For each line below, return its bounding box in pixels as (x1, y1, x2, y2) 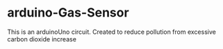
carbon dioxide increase (7, 35, 76, 43)
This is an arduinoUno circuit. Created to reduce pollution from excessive (7, 28, 217, 36)
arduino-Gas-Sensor (7, 5, 130, 21)
